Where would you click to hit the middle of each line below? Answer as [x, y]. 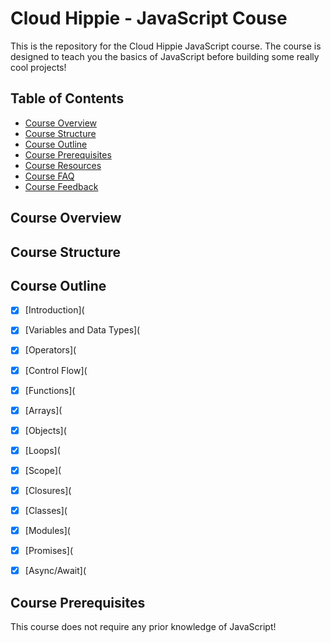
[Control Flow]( [56, 370]
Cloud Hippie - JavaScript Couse [149, 18]
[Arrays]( [43, 410]
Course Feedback [61, 186]
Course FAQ [49, 176]
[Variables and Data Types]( [82, 330]
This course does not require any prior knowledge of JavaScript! [143, 627]
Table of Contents [67, 98]
